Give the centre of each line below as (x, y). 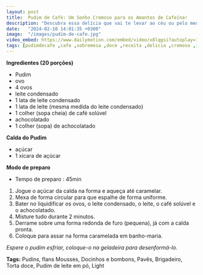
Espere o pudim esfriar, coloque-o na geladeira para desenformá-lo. (92, 247)
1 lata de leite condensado (47, 100)
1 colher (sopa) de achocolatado (55, 126)
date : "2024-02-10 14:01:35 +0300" (54, 29)
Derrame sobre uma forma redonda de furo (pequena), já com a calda (102, 223)
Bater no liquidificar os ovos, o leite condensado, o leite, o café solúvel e (105, 204)
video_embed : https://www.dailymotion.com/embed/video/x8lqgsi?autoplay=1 (102, 40)
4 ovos (24, 87)
